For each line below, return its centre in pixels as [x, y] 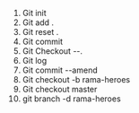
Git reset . [40, 32]
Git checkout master [60, 89]
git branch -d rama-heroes [71, 99]
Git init [34, 13]
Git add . [38, 22]
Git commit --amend [60, 70]
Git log [35, 61]
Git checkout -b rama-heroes [76, 79]
